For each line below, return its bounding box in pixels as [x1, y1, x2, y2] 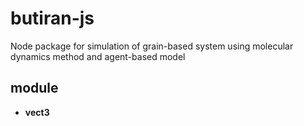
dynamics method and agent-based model [10, 50, 186, 62]
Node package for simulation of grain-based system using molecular [10, 40, 294, 52]
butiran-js [10, 7, 95, 30]
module [10, 80, 59, 97]
